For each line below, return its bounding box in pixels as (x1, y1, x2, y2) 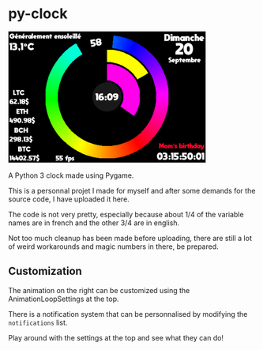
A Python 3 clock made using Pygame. (8, 171, 134, 180)
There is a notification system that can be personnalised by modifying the (8, 309, 248, 318)
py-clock (8, 5, 68, 23)
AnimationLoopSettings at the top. (8, 294, 120, 303)
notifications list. (8, 318, 68, 327)
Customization (8, 265, 83, 278)
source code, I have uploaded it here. (8, 194, 130, 204)
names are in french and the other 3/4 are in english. (8, 218, 180, 228)
